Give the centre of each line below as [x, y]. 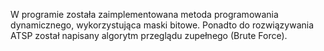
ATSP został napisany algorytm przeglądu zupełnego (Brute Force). [149, 35]
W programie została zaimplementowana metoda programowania [144, 14]
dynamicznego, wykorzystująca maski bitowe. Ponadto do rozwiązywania [162, 25]
